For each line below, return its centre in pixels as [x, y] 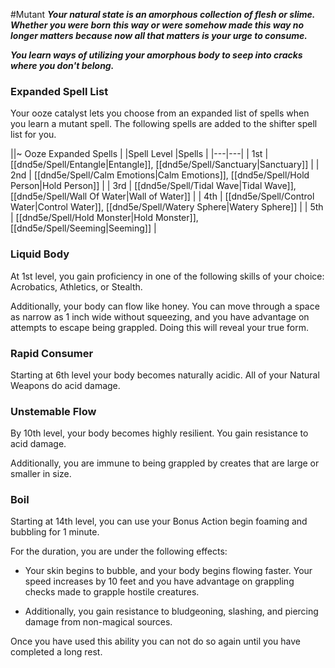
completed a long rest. [56, 652]
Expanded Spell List [59, 91]
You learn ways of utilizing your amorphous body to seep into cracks [156, 55]
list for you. [33, 135]
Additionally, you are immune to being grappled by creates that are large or [165, 463]
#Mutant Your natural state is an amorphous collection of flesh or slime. [163, 14]
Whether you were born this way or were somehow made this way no [157, 25]
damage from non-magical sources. [98, 622]
